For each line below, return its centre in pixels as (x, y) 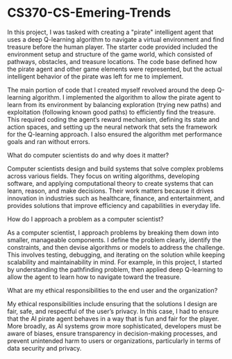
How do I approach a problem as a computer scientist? (85, 219)
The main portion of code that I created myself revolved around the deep (111, 90)
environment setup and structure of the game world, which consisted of (110, 54)
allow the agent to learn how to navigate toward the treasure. (94, 277)
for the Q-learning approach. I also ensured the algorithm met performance (115, 134)
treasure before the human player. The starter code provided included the (113, 47)
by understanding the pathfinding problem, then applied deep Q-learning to (115, 269)
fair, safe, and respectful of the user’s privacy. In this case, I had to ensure (113, 311)
